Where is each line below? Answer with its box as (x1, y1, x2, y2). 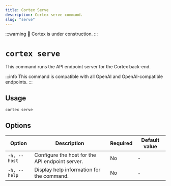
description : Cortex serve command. (5, 12, 83, 17)
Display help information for (34, 166, 101, 173)
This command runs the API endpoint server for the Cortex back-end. (5, 64, 151, 70)
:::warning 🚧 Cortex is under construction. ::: (5, 31, 98, 37)
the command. (34, 172, 69, 179)
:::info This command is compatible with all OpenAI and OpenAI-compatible (5, 73, 163, 79)
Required (110, 140, 133, 147)
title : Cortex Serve (5, 7, 49, 13)
